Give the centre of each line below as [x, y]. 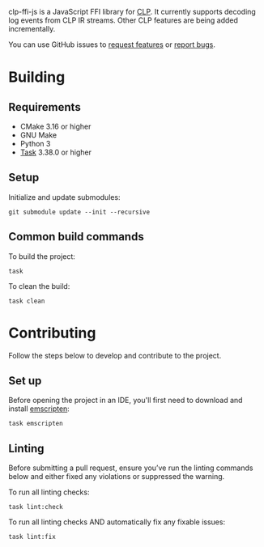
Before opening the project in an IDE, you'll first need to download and [126, 401]
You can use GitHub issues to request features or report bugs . [112, 45]
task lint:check [36, 507]
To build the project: [42, 256]
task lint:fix [32, 537]
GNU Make [38, 135]
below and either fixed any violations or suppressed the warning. [117, 477]
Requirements [45, 107]
